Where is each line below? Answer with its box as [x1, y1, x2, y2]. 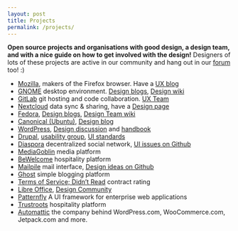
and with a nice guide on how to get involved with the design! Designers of [7, 50, 231, 59]
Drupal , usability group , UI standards [17, 132, 126, 141]
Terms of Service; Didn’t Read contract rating [17, 178, 151, 186]
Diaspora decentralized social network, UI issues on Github [17, 140, 191, 149]
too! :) [7, 65, 25, 75]
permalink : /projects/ [7, 23, 75, 31]
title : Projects [7, 17, 55, 24]
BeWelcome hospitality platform [17, 155, 112, 163]
